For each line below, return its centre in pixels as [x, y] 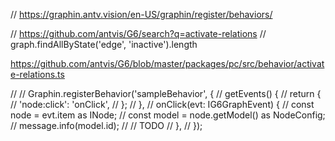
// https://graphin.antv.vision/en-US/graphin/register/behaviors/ [141, 14]
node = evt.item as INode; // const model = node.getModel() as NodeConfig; [168, 115]
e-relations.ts [37, 74]
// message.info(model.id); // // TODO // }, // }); [106, 125]
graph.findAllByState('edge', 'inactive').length [104, 44]
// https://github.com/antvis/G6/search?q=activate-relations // [138, 33]
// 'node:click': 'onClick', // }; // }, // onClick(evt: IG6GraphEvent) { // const [162, 104]
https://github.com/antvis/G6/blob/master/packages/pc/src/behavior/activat [167, 63]
